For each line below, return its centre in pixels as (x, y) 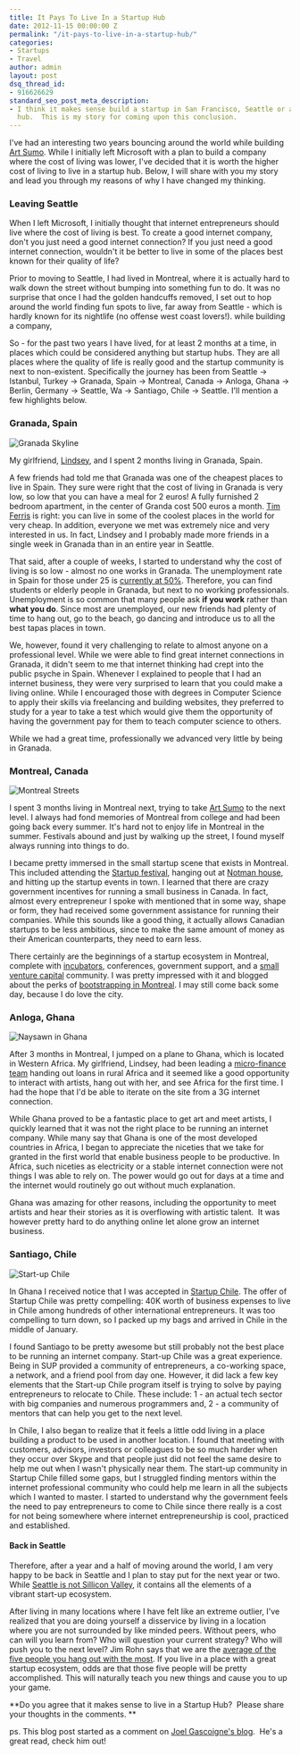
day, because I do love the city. (67, 995)
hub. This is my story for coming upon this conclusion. (128, 117)
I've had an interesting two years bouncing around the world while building (146, 143)
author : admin (36, 68)
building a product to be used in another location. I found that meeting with (147, 1440)
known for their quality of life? (64, 261)
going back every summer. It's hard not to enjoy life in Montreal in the (137, 827)
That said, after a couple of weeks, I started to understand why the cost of (146, 561)
